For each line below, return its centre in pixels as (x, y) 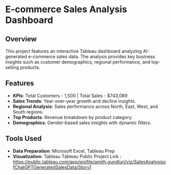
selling (12, 67)
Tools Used (23, 139)
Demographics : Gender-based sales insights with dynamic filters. (82, 123)
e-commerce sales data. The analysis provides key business (92, 56)
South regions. (28, 112)
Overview (21, 39)
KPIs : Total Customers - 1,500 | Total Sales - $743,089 (70, 96)
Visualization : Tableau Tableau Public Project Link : (67, 156)
